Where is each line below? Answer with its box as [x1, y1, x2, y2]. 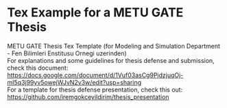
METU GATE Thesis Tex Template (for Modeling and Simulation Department [7, 42, 221, 50]
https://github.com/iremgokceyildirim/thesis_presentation [7, 92, 169, 100]
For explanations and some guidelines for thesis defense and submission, [7, 56, 215, 64]
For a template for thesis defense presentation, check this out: [7, 85, 183, 94]
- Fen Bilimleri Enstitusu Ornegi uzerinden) [7, 49, 127, 57]
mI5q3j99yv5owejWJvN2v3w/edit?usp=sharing [7, 78, 142, 86]
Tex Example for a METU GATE [7, 5, 184, 21]
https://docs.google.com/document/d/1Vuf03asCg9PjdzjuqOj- [7, 70, 184, 79]
